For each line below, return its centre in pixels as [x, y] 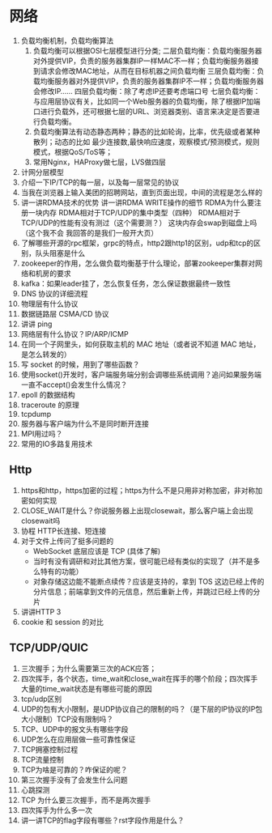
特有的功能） [62, 571]
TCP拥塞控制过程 [49, 749]
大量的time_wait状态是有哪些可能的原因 [86, 688]
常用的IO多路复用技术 [57, 444]
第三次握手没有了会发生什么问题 [74, 780]
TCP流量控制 [42, 759]
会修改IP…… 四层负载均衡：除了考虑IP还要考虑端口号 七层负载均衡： [147, 91]
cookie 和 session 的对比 [62, 622]
